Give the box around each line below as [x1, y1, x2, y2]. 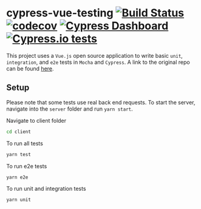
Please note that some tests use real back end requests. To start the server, [6, 98, 196, 106]
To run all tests [6, 140, 44, 147]
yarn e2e [6, 174, 29, 180]
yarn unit [6, 197, 32, 203]
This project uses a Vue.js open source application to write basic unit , [6, 52, 183, 59]
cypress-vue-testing [6, 6, 114, 20]
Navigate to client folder [6, 117, 67, 124]
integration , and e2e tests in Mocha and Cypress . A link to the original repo [6, 58, 190, 66]
